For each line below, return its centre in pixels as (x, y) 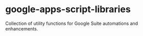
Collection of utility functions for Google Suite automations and (72, 23)
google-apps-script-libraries (68, 9)
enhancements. (22, 28)
